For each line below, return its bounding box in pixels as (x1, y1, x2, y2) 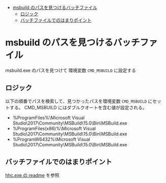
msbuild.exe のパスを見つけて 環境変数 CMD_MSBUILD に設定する (5, 67, 136, 73)
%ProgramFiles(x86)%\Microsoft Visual (12, 125, 96, 131)
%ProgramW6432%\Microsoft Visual (12, 136, 90, 142)
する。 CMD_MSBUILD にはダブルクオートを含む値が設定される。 (9, 104, 147, 110)
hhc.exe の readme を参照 (5, 172, 59, 178)
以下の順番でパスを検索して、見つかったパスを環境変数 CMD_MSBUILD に (5, 98, 153, 104)
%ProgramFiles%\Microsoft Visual (12, 114, 85, 120)
